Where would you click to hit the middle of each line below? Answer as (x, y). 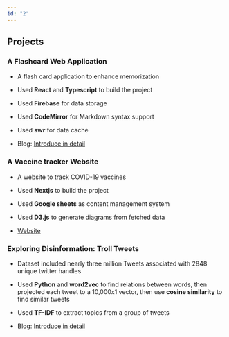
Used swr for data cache (53, 130)
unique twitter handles (49, 270)
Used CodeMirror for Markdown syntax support (85, 117)
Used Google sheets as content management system (93, 204)
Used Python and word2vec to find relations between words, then (112, 284)
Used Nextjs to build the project (63, 190)
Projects (26, 42)
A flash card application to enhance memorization (88, 76)
